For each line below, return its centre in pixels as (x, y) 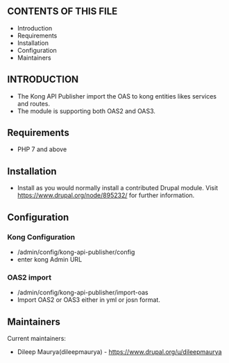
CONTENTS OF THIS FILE (62, 11)
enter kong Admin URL (50, 259)
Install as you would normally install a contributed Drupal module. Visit (118, 188)
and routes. (34, 103)
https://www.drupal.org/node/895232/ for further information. (106, 195)
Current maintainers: (36, 339)
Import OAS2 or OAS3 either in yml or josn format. (89, 300)
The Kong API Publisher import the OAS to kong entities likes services (117, 96)
